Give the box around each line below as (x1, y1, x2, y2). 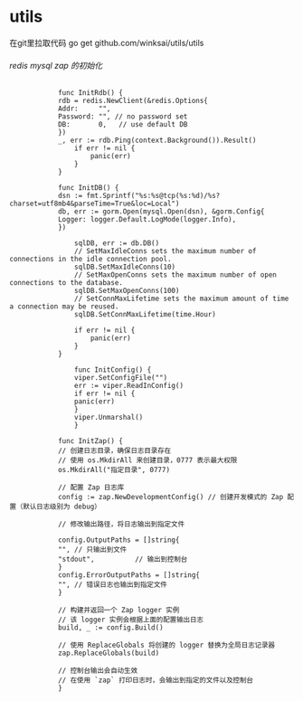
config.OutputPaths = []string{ (57, 535, 180, 545)
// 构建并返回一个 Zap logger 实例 (57, 606, 180, 615)
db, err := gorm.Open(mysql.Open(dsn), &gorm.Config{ (57, 207, 265, 216)
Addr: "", (57, 104, 111, 114)
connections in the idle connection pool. (9, 255, 172, 264)
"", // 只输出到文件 (57, 545, 128, 554)
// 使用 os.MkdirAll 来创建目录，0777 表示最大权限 (57, 456, 238, 465)
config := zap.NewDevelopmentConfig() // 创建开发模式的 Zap (57, 493, 284, 502)
